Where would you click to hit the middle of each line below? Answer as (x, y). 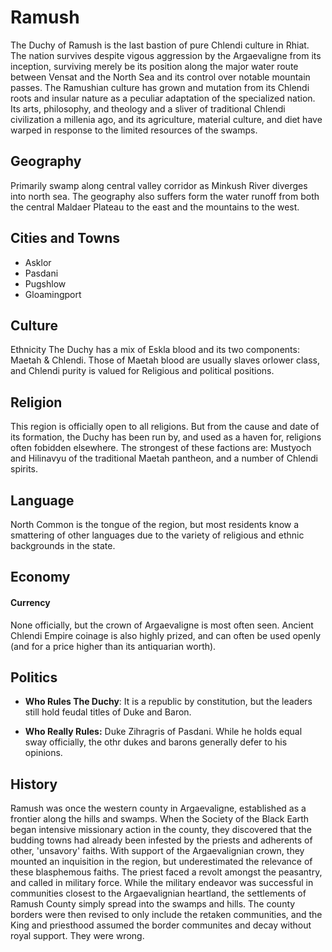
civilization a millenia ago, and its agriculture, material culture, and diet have (166, 119)
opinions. (43, 753)
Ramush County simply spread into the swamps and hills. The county (153, 904)
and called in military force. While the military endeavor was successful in (162, 883)
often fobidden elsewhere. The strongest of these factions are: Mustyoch (161, 448)
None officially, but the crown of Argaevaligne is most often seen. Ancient (162, 625)
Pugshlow (45, 283)
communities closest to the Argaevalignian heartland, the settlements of (158, 893)
